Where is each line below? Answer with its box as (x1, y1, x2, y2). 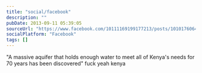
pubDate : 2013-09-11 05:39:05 (6, 20, 82, 26)
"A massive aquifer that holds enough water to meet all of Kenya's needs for (6, 54, 195, 60)
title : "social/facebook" (6, 8, 71, 15)
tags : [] (6, 37, 28, 43)
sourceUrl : (6, 25, 34, 32)
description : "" (6, 14, 47, 21)
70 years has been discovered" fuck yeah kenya (6, 60, 126, 67)
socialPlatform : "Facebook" (6, 31, 77, 37)
